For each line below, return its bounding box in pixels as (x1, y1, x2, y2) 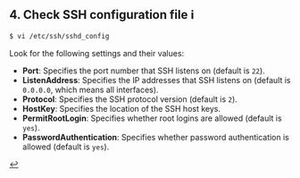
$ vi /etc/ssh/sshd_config (9, 31, 110, 40)
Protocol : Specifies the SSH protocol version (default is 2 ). (21, 93, 238, 105)
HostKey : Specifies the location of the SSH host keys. (21, 103, 221, 114)
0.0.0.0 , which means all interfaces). (21, 84, 159, 95)
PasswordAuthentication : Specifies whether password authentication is (21, 131, 290, 142)
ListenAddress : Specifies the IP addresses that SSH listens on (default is (21, 74, 291, 85)
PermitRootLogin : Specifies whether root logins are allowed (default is (21, 113, 283, 123)
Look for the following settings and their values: (9, 47, 185, 58)
